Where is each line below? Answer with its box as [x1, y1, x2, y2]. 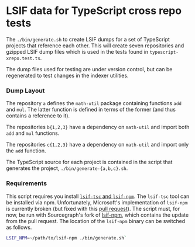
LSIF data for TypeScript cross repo [6, 4, 182, 18]
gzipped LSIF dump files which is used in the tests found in [6, 48, 149, 55]
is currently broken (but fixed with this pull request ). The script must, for [6, 205, 180, 212]
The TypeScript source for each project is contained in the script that [6, 159, 173, 166]
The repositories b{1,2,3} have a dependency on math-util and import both [6, 124, 190, 131]
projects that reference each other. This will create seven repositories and [6, 42, 184, 49]
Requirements [6, 179, 47, 187]
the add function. [6, 147, 46, 154]
